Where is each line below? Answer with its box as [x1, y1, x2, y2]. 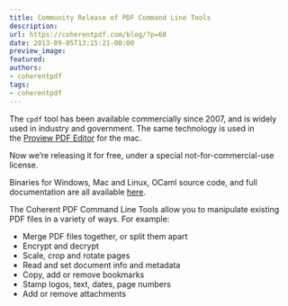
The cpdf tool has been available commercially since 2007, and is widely [9, 113, 277, 124]
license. [9, 159, 39, 170]
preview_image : [9, 47, 67, 56]
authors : [9, 64, 42, 73]
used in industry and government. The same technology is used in [9, 122, 255, 133]
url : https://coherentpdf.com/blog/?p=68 [9, 30, 167, 39]
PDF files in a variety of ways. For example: [9, 213, 170, 224]
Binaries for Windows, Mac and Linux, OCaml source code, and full [9, 176, 258, 187]
